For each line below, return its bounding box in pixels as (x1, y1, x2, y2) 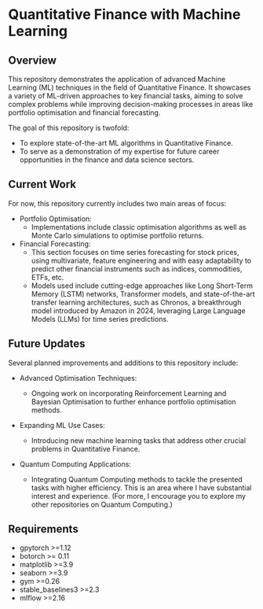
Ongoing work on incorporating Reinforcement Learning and (31, 388, 227, 398)
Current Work (8, 178, 77, 191)
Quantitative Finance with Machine (8, 6, 241, 24)
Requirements (8, 522, 79, 536)
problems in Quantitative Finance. (31, 444, 141, 453)
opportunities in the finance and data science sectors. (19, 155, 195, 164)
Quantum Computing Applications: (19, 459, 132, 469)
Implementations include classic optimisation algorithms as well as (31, 222, 247, 231)
